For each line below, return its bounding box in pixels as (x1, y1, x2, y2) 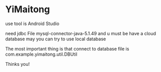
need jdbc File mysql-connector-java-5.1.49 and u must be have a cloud (5, 30, 156, 36)
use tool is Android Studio (5, 20, 60, 27)
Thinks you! (5, 61, 30, 67)
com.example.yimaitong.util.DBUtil (5, 51, 77, 57)
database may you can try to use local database (5, 36, 106, 42)
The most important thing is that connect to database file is (5, 45, 129, 52)
